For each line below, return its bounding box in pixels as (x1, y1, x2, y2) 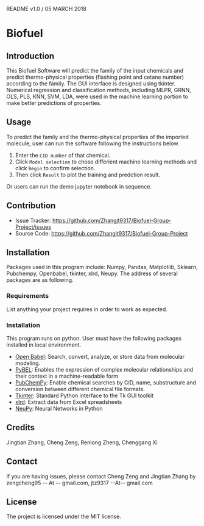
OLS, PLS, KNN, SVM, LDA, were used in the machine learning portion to (6, 93, 189, 100)
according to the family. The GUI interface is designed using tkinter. (6, 80, 176, 87)
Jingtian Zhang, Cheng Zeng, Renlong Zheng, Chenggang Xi (6, 439, 158, 446)
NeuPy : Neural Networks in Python (15, 405, 103, 413)
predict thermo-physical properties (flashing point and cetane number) (6, 73, 185, 81)
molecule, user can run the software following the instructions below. (6, 140, 180, 147)
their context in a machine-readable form (15, 372, 119, 380)
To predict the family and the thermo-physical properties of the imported (6, 133, 189, 140)
